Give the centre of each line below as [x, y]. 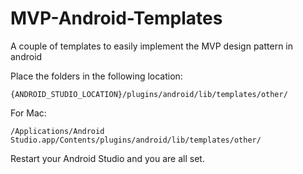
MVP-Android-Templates [116, 18]
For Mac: [28, 113]
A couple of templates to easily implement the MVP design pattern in [152, 46]
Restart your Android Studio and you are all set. [107, 158]
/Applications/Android [57, 131]
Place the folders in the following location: [96, 76]
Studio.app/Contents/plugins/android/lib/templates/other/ [136, 140]
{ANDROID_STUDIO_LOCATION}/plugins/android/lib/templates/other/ [149, 94]
